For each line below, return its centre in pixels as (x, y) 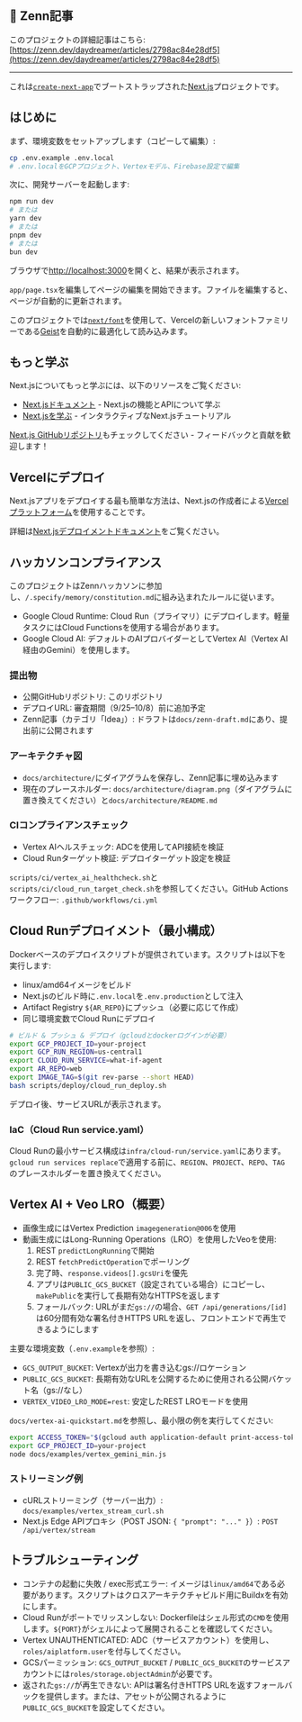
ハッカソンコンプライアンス (86, 562)
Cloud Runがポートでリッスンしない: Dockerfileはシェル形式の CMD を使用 (155, 1617)
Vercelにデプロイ (58, 477)
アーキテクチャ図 (46, 757)
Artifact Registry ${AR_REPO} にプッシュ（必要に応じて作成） (133, 1007)
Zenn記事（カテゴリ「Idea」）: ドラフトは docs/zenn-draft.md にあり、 (151, 720)
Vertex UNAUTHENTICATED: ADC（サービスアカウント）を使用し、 (148, 1640)
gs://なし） (67, 1390)
